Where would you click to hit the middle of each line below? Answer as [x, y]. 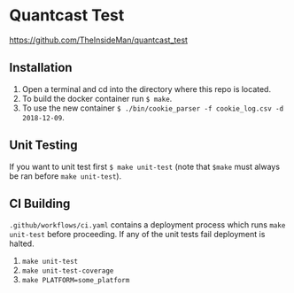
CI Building [40, 203]
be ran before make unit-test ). [66, 176]
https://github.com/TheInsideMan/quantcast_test [99, 40]
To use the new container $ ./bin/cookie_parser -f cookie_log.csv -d [153, 108]
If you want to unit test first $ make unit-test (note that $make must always [145, 166]
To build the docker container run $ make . [97, 98]
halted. [22, 243]
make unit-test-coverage [68, 271]
